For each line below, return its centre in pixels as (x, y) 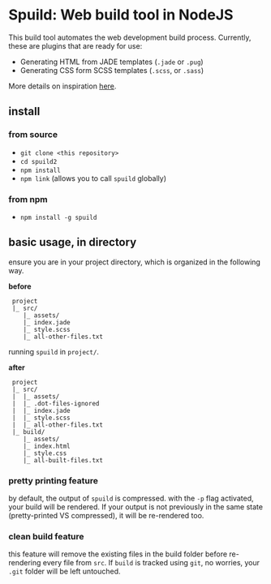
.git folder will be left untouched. (65, 571)
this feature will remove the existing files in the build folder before (118, 554)
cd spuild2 (39, 161)
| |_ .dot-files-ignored (56, 403)
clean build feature (46, 536)
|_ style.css (45, 453)
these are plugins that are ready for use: (75, 45)
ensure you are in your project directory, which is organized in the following (135, 262)
